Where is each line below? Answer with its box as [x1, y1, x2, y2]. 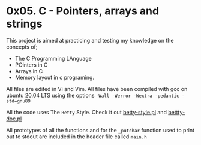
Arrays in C [14, 67, 43, 74]
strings [6, 17, 43, 31]
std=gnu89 [6, 98, 31, 104]
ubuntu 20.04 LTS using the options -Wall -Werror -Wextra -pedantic [6, 92, 179, 99]
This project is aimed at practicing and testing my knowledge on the [6, 37, 174, 44]
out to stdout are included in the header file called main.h [6, 133, 147, 140]
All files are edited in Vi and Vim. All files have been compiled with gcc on [6, 85, 188, 92]
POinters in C [14, 61, 48, 68]
